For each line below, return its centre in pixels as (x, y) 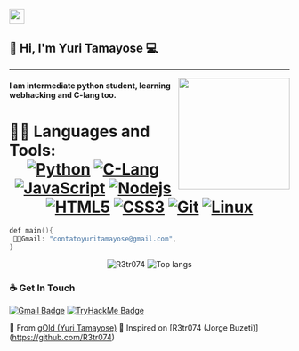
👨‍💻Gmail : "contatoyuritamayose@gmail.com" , (95, 239)
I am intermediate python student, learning (90, 86)
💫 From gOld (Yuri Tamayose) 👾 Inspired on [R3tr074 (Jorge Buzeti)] (134, 328)
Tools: (32, 150)
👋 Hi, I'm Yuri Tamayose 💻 (84, 49)
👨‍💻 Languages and (80, 131)
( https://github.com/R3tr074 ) (62, 338)
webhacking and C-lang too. (63, 95)
